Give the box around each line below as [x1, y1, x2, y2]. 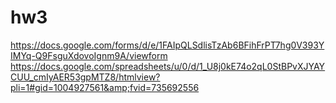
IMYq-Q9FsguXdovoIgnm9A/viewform [10, 49, 168, 61]
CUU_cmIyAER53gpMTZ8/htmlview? [10, 71, 161, 83]
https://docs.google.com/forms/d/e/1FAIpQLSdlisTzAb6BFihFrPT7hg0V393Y [10, 39, 325, 51]
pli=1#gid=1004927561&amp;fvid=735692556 [10, 81, 200, 93]
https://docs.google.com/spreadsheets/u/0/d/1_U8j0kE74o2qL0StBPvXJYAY [10, 60, 326, 72]
